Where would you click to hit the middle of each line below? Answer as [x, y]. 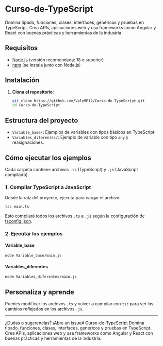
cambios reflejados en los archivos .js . [44, 309]
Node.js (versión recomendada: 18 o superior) [58, 60]
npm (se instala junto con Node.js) [46, 65]
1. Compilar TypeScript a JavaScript [48, 187]
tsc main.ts [17, 207]
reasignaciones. [28, 142]
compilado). [17, 174]
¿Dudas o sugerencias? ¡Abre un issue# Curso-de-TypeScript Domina [75, 323]
